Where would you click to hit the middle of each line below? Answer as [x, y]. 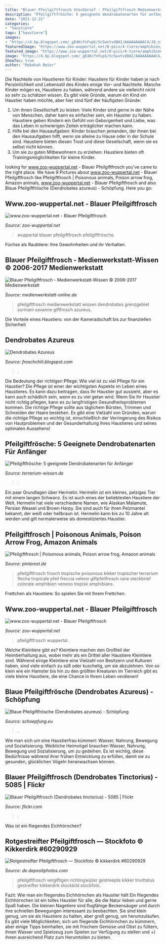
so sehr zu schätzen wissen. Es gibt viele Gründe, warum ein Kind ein [76, 95]
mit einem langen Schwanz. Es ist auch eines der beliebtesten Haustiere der [83, 498]
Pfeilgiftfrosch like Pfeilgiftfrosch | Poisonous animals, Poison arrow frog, [79, 178]
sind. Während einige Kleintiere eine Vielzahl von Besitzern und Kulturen [79, 660]
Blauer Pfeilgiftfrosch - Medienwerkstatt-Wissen [82, 260]
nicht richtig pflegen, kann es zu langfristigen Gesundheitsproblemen [76, 402]
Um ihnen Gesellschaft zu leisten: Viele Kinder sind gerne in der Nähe [83, 110]
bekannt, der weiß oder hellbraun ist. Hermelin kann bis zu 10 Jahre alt [77, 514]
